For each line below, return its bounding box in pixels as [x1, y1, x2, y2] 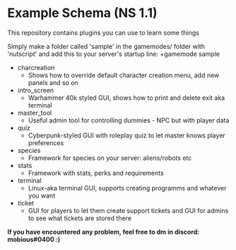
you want [28, 191, 55, 200]
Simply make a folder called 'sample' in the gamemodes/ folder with [7, 42, 205, 50]
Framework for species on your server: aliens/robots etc [28, 154, 192, 162]
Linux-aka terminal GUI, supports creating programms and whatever [28, 183, 227, 192]
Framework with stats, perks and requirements [28, 169, 164, 177]
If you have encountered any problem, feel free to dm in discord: [7, 227, 200, 236]
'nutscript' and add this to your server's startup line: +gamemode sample [7, 50, 220, 58]
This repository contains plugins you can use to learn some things [7, 28, 199, 37]
